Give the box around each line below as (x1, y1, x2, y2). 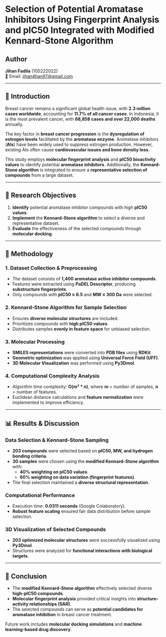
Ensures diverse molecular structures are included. (12, 315, 119, 321)
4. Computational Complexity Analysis (5, 372, 100, 379)
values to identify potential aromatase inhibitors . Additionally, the (5, 161, 140, 167)
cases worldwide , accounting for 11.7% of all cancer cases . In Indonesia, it (5, 111, 159, 117)
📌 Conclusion (5, 572, 47, 580)
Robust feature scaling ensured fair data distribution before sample (12, 509, 151, 514)
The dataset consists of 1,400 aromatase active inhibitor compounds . (12, 276, 157, 282)
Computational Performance (5, 492, 75, 499)
